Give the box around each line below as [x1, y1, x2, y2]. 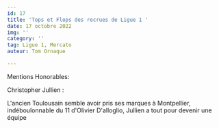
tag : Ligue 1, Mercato [7, 42, 72, 48]
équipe [7, 113, 27, 121]
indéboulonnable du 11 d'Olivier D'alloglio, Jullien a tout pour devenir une [7, 106, 212, 114]
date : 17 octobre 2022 [7, 22, 72, 29]
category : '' [7, 35, 44, 42]
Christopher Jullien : [7, 86, 64, 94]
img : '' [7, 29, 29, 36]
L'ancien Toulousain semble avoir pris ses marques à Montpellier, [7, 99, 191, 107]
